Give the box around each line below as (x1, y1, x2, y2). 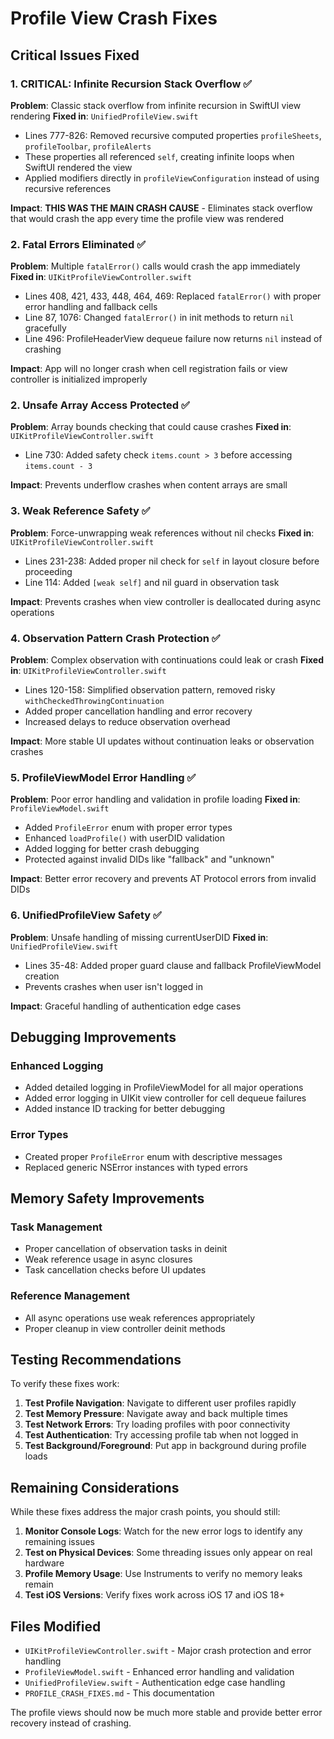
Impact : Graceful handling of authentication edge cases (10, 1000, 242, 1012)
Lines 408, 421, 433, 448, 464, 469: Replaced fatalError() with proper (24, 290, 322, 302)
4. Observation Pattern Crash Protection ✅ (10, 631, 221, 645)
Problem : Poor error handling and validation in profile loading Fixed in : (10, 793, 301, 806)
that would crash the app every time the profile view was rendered (10, 212, 285, 224)
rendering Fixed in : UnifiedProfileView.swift (10, 110, 199, 122)
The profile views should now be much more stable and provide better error (10, 1707, 323, 1719)
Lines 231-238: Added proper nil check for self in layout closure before (24, 555, 320, 567)
